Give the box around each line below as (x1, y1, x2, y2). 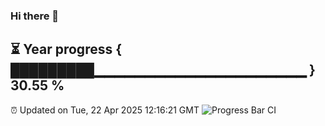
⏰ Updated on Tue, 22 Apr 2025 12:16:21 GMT (10, 104, 200, 116)
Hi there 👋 (10, 9, 60, 23)
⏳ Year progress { (10, 41, 123, 58)
